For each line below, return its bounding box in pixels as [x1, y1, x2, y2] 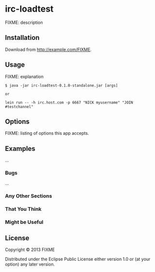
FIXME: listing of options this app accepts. [5, 130, 89, 136]
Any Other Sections [5, 193, 52, 199]
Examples [5, 145, 35, 153]
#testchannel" [5, 104, 34, 109]
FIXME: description [5, 19, 43, 25]
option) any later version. [5, 261, 55, 267]
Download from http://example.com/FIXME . [5, 46, 92, 52]
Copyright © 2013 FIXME [5, 247, 55, 253]
